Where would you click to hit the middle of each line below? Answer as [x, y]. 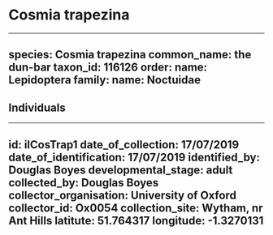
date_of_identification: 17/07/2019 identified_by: [134, 157]
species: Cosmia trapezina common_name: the [130, 55]
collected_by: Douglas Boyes [84, 183]
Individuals [37, 107]
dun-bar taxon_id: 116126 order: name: [108, 68]
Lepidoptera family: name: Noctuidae [105, 80]
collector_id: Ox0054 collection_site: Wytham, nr [136, 208]
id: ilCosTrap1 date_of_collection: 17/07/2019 [124, 145]
